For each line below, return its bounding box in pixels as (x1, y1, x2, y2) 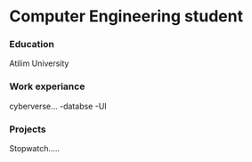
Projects (9, 123, 46, 135)
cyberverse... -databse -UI (9, 101, 107, 111)
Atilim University (9, 58, 69, 69)
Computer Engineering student (9, 6, 243, 27)
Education (9, 38, 55, 51)
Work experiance (9, 80, 85, 93)
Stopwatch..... (9, 143, 61, 154)
